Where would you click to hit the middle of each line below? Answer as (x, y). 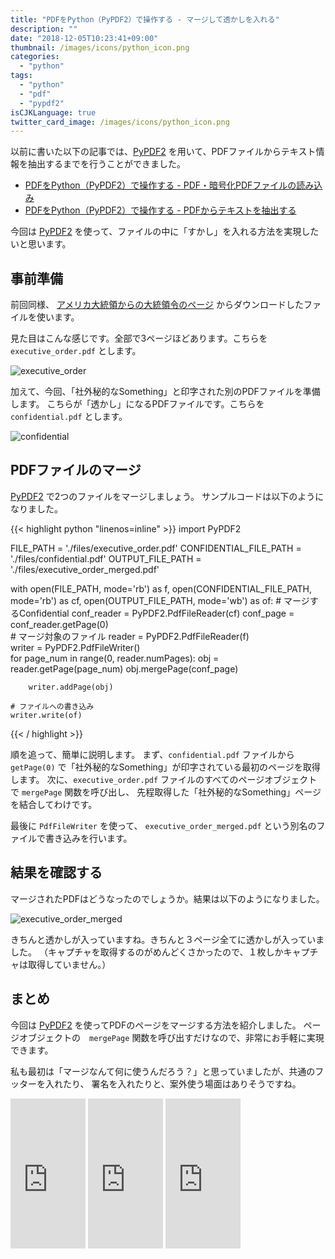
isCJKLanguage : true (53, 112)
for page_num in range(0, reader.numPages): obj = (115, 658)
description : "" (44, 29)
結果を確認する (56, 872)
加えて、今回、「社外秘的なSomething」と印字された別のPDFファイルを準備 (165, 392)
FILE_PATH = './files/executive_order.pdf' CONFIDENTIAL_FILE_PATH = (156, 548)
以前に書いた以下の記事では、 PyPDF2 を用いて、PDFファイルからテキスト (163, 152)
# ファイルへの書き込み (52, 706)
